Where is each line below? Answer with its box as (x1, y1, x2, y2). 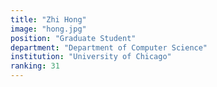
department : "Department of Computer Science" (10, 42, 208, 53)
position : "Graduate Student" (10, 33, 137, 43)
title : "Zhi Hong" (10, 14, 87, 25)
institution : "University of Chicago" (10, 52, 172, 62)
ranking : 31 (10, 61, 60, 71)
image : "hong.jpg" (10, 24, 87, 34)
